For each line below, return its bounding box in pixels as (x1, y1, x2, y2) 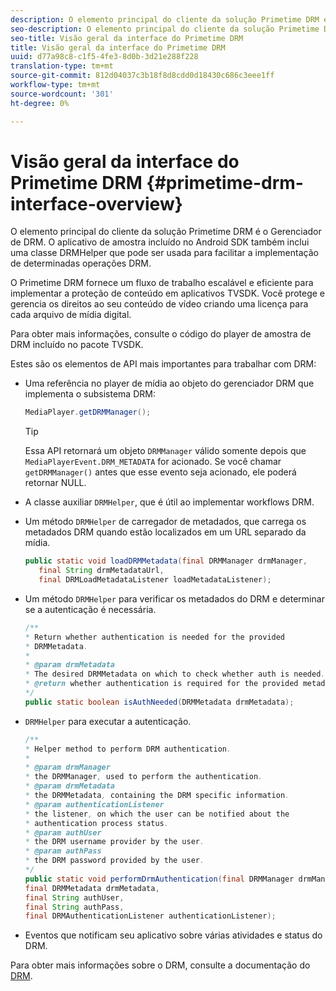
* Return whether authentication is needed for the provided (24, 632, 286, 642)
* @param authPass (24, 846, 102, 856)
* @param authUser (24, 827, 102, 838)
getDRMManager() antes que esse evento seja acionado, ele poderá (24, 466, 297, 478)
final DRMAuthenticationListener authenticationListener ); (24, 911, 277, 921)
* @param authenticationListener (24, 799, 165, 810)
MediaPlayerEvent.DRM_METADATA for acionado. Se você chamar (24, 456, 282, 468)
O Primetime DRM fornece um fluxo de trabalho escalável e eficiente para (10, 277, 314, 289)
